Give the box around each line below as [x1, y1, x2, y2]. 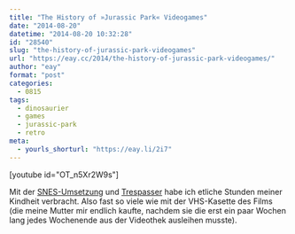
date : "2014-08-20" [9, 21, 82, 30]
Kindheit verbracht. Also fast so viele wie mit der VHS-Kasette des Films [9, 196, 273, 207]
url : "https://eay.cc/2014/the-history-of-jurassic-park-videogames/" [9, 54, 276, 63]
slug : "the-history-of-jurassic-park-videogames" [9, 46, 197, 55]
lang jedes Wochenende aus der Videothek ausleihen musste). [9, 214, 237, 225]
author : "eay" [9, 63, 62, 72]
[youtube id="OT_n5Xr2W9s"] [9, 169, 120, 180]
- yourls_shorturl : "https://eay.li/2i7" [17, 144, 173, 153]
